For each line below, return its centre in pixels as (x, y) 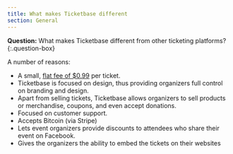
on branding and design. (53, 90)
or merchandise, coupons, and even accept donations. (97, 105)
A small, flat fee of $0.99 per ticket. (69, 76)
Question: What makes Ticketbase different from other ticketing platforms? (117, 40)
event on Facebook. (46, 136)
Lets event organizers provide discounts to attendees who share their (119, 128)
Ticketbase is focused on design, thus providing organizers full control (120, 83)
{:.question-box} (31, 48)
